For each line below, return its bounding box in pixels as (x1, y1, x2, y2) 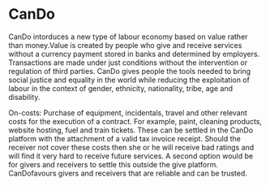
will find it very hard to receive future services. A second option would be (8, 151, 254, 161)
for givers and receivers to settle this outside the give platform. (8, 159, 219, 169)
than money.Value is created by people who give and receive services (8, 40, 242, 50)
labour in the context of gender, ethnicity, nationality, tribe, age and (8, 83, 234, 93)
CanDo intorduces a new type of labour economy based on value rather (8, 32, 248, 41)
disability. (8, 92, 41, 102)
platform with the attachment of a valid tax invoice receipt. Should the (8, 133, 241, 143)
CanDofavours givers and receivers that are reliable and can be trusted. (8, 168, 247, 178)
